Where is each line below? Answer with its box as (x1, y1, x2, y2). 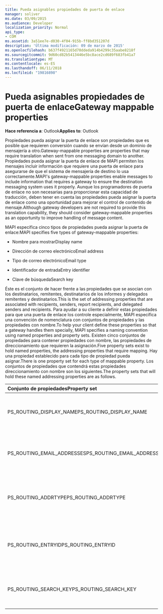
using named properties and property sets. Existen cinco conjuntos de (5, 332, 146, 338)
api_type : (5, 30, 25, 34)
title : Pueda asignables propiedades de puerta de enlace (5, 7, 125, 12)
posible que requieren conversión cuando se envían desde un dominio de (5, 142, 152, 148)
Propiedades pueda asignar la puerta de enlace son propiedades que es (5, 137, 149, 143)
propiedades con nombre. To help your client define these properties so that (5, 322, 157, 328)
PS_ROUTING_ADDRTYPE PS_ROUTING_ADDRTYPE (7, 494, 126, 501)
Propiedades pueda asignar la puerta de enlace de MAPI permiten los (5, 158, 144, 164)
